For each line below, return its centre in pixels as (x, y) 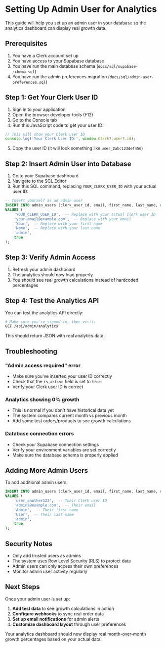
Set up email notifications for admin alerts (56, 619)
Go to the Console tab (35, 120)
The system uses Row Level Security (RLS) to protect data (71, 561)
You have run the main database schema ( (55, 66)
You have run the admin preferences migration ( (61, 76)
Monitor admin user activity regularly (50, 572)
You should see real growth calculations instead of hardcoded (75, 280)
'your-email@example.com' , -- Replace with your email (73, 219)
